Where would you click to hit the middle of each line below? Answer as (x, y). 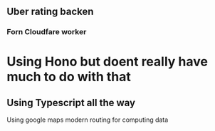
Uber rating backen (50, 12)
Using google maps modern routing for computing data (88, 120)
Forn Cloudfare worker (47, 32)
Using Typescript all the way (71, 103)
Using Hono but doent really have (107, 62)
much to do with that (69, 77)
